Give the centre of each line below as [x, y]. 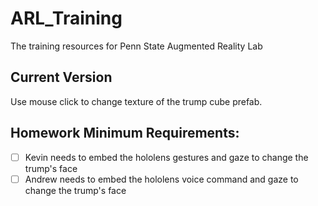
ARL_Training [66, 18]
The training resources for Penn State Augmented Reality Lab [136, 46]
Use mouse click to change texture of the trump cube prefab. [136, 101]
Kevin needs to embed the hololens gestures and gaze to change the [166, 157]
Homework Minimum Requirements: [125, 133]
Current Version [61, 77]
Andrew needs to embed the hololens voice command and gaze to [161, 179]
